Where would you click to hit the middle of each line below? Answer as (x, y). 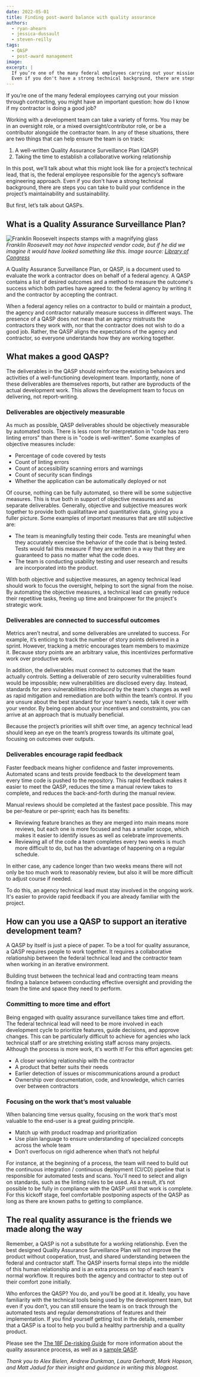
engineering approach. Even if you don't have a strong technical (85, 181)
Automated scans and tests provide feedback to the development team (93, 774)
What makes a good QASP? (58, 357)
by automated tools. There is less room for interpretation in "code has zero (98, 432)
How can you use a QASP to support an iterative (97, 922)
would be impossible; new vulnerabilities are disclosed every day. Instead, (97, 683)
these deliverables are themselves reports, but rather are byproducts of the (99, 384)
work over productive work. (40, 659)
